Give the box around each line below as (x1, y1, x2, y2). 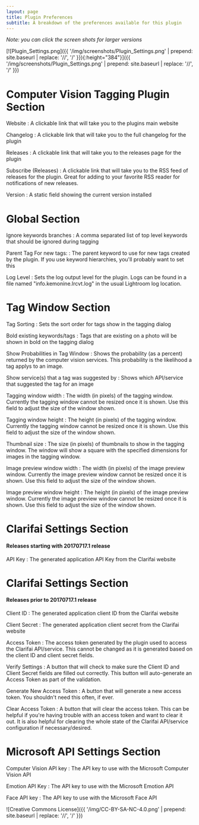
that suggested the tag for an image (6, 380, 94, 387)
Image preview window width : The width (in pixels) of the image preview (6, 465, 185, 472)
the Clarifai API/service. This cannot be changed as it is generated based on (6, 645, 193, 652)
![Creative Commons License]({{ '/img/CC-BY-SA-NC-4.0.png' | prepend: (6, 805, 187, 812)
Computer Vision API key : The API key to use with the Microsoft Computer (6, 764, 189, 771)
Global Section (6, 212, 80, 226)
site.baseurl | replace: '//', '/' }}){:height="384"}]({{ (6, 54, 131, 61)
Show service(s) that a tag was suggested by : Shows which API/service (6, 374, 184, 382)
